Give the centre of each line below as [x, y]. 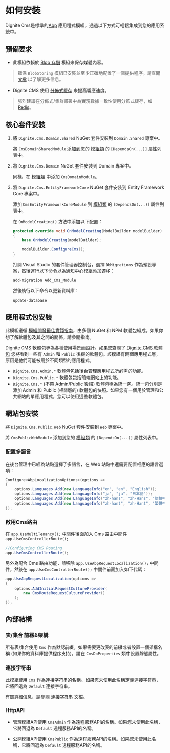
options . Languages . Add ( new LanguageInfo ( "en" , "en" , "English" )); [86, 489]
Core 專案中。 [27, 193]
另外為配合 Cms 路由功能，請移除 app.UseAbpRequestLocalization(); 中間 [82, 563]
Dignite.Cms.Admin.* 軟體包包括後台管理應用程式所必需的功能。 [79, 371]
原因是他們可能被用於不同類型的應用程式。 [50, 360]
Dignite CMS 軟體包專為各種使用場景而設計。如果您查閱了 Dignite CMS [79, 348]
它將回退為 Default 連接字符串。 [39, 686]
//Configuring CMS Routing [34, 548]
